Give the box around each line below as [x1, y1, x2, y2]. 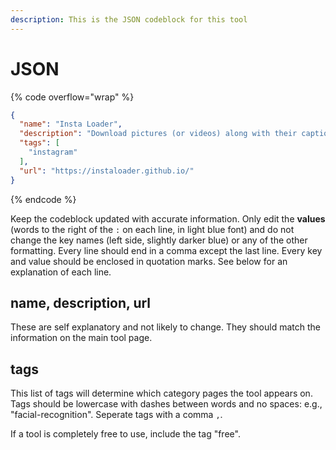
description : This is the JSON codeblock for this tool [10, 14, 248, 25]
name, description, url [10, 294, 152, 311]
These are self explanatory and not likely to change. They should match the [10, 321, 321, 333]
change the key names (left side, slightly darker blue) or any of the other [10, 234, 308, 246]
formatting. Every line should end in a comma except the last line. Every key [10, 244, 323, 256]
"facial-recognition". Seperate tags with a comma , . [10, 409, 223, 421]
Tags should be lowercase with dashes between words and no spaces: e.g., [10, 398, 323, 410]
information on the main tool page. [10, 332, 153, 344]
